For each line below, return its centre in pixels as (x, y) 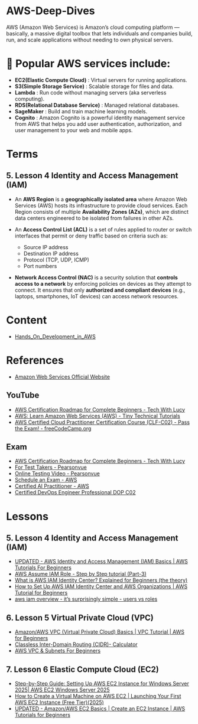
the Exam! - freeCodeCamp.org (53, 428)
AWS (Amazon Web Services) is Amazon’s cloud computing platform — (93, 27)
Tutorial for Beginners (41, 593)
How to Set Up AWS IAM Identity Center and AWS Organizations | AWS (101, 586)
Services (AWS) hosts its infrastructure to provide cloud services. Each (101, 206)
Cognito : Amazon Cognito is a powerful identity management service (100, 118)
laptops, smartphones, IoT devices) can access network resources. (97, 296)
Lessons (27, 516)
